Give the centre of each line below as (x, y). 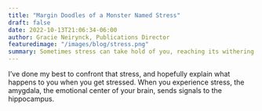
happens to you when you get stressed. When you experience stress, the (126, 82)
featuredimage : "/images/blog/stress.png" (78, 45)
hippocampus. (31, 99)
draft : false (29, 23)
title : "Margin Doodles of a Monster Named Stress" (94, 15)
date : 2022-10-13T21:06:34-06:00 (63, 30)
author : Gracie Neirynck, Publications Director (89, 37)
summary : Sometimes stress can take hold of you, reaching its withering (131, 52)
